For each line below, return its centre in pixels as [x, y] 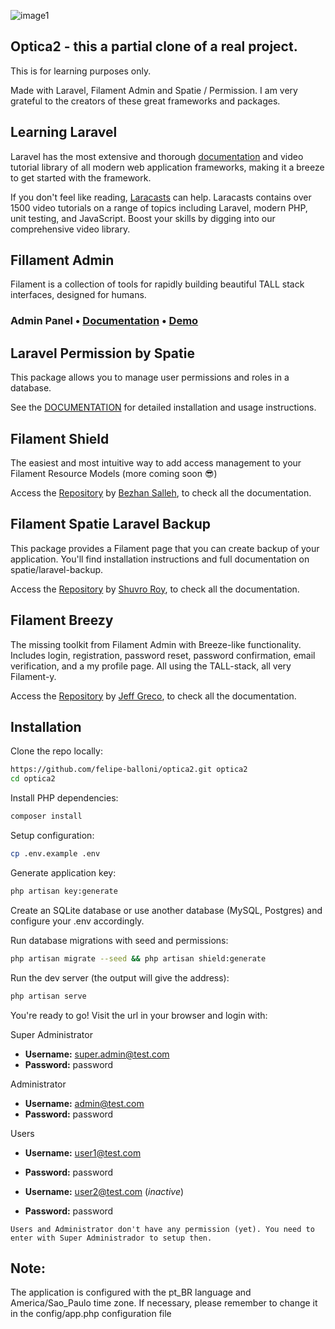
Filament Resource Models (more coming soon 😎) [114, 473]
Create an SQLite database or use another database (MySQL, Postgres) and [166, 910]
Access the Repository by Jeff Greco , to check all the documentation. [153, 696]
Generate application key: [63, 872]
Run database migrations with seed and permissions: [119, 940]
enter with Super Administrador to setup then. [111, 1238]
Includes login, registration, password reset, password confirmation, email [163, 655]
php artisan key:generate [64, 891]
